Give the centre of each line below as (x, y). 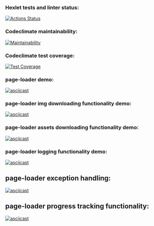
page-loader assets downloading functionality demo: (72, 127)
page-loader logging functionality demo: (56, 152)
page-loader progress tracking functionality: (77, 206)
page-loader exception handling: (58, 178)
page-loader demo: (30, 80)
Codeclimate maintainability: (41, 32)
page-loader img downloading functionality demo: (68, 104)
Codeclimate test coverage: (40, 55)
